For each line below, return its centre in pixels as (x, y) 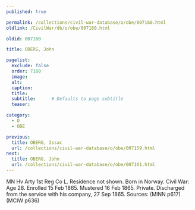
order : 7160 (26, 71)
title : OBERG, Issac (37, 142)
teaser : (21, 105)
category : (18, 115)
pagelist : (18, 60)
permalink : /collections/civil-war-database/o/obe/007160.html (86, 22)
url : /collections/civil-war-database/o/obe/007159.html (84, 148)
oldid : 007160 (24, 39)
